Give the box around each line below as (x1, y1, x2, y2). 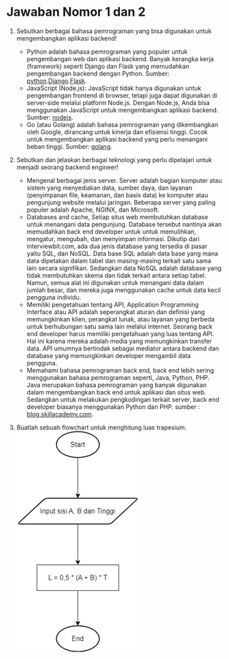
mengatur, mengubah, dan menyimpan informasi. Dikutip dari (26, 234, 200, 243)
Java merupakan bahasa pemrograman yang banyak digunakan (26, 381, 207, 389)
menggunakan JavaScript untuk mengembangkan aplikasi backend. (26, 106, 219, 114)
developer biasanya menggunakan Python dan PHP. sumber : (26, 403, 200, 411)
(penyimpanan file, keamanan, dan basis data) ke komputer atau (26, 190, 208, 199)
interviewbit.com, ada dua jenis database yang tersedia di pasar (26, 242, 208, 250)
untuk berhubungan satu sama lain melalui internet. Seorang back (26, 322, 213, 331)
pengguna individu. (26, 293, 82, 301)
